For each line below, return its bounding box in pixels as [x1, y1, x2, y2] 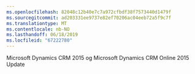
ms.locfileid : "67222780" [6, 37, 72, 43]
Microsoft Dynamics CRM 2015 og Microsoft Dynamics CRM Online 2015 [6, 54, 189, 61]
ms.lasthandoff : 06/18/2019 [6, 32, 78, 38]
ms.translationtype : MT [6, 20, 67, 26]
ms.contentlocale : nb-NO [6, 26, 70, 32]
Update [6, 61, 26, 68]
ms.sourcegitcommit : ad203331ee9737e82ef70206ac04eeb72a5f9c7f [6, 15, 172, 21]
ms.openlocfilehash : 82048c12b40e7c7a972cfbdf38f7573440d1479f [6, 9, 172, 15]
